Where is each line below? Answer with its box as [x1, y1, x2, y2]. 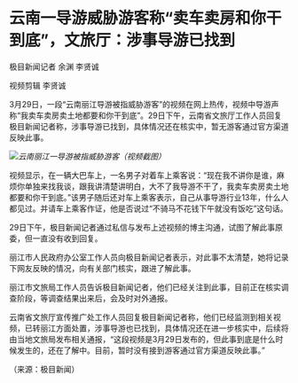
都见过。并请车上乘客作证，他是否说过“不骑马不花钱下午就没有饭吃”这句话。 [9, 203, 288, 214]
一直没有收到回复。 [32, 232, 103, 244]
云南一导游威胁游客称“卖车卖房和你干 [9, 8, 282, 28]
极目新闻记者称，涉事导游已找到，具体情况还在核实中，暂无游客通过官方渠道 [9, 121, 289, 131]
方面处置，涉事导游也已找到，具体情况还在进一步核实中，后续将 [55, 323, 289, 333]
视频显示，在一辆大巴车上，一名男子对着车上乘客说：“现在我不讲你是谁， [9, 169, 278, 180]
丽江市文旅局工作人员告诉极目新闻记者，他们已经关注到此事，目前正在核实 [9, 281, 281, 293]
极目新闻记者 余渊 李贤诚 [9, 61, 99, 72]
